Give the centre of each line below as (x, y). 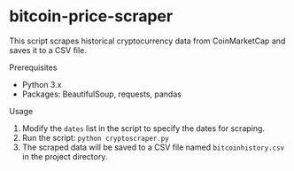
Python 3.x (42, 84)
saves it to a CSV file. (48, 50)
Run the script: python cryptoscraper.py (96, 137)
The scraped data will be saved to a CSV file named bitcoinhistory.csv (153, 147)
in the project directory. (65, 156)
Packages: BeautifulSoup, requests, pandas (101, 94)
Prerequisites (33, 67)
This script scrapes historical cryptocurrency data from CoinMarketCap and (147, 41)
